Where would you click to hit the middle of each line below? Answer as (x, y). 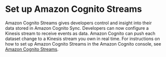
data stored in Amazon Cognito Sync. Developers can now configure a (77, 28)
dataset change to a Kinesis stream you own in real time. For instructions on (83, 39)
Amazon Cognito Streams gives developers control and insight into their (79, 23)
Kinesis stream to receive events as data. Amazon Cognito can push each (80, 33)
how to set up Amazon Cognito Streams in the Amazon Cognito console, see (83, 44)
